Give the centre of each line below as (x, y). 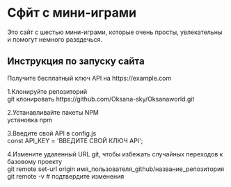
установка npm (30, 120)
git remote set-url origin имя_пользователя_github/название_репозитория (116, 169)
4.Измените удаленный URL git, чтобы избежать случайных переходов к (115, 154)
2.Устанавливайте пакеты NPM (53, 112)
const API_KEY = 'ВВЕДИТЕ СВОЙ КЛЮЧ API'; (75, 140)
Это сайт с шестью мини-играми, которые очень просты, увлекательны (115, 32)
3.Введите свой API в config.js (52, 133)
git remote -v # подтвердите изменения (66, 176)
